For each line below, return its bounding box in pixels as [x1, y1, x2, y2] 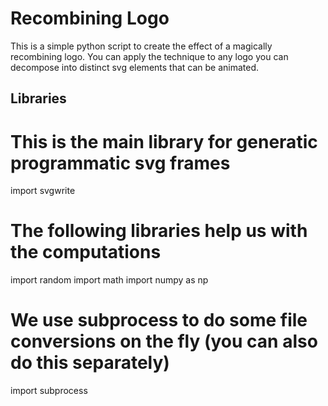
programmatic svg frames [10, 152, 231, 174]
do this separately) [10, 352, 170, 374]
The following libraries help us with [10, 220, 308, 242]
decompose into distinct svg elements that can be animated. [10, 61, 260, 73]
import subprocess [10, 385, 88, 397]
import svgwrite [10, 185, 76, 197]
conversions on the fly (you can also [10, 330, 318, 353]
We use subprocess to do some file [10, 309, 308, 332]
